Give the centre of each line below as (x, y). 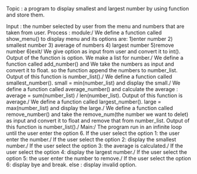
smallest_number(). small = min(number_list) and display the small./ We (93, 83)
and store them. (26, 15)
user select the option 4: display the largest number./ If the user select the (97, 152)
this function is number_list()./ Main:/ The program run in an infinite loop (94, 127)
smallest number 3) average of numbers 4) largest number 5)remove (90, 45)
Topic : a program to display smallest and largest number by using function (98, 9)
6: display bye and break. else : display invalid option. (72, 165)
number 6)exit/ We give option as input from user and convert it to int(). (93, 51)
